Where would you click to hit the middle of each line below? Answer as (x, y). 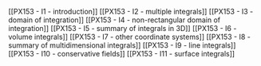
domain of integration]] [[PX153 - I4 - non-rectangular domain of (115, 20)
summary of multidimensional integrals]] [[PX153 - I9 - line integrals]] (122, 45)
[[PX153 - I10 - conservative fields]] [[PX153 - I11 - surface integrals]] (122, 54)
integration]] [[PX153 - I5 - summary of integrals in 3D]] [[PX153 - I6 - (123, 28)
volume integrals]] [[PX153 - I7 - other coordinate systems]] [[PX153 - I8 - (130, 37)
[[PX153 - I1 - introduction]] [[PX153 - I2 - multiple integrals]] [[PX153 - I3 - (131, 12)
